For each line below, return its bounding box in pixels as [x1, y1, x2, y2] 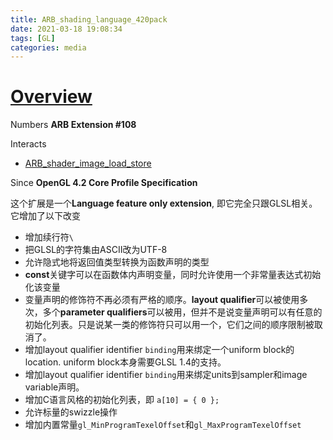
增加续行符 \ [24, 231, 74, 243]
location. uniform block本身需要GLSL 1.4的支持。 [24, 356, 227, 368]
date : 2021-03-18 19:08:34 [10, 24, 123, 34]
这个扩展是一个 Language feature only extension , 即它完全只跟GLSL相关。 [10, 197, 318, 210]
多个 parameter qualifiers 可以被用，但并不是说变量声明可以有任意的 [42, 306, 323, 318]
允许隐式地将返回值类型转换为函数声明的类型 [24, 256, 210, 268]
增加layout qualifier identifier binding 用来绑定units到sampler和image [24, 369, 308, 381]
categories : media [10, 42, 87, 53]
